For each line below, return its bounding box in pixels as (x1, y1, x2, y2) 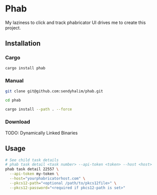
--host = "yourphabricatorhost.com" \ (9, 176, 85, 181)
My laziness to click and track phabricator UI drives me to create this (5, 19, 146, 25)
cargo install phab (5, 65, 46, 70)
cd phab (5, 98, 21, 103)
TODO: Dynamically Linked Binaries (5, 130, 78, 136)
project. (5, 24, 21, 30)
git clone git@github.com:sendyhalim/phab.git (5, 88, 103, 94)
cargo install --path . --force (5, 107, 72, 112)
